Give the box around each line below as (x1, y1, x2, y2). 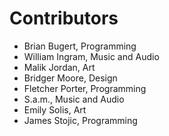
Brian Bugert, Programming (23, 40, 137, 52)
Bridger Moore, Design (23, 72, 118, 84)
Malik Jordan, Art (23, 61, 96, 73)
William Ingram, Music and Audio (23, 50, 160, 62)
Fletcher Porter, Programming (23, 82, 147, 94)
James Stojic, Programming (23, 114, 138, 126)
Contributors (9, 7, 119, 30)
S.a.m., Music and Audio (23, 93, 125, 105)
